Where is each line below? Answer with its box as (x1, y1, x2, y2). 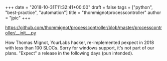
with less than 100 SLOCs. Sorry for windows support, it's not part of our (5, 45, 155, 50)
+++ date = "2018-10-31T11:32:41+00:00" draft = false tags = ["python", (5, 4, 153, 10)
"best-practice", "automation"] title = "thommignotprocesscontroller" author (5, 9, 161, 15)
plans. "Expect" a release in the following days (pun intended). (5, 50, 134, 56)
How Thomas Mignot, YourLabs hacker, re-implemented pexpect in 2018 (5, 39, 155, 45)
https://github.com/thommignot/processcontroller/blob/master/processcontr (5, 24, 162, 30)
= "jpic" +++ (5, 15, 31, 20)
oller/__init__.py (5, 30, 36, 35)
